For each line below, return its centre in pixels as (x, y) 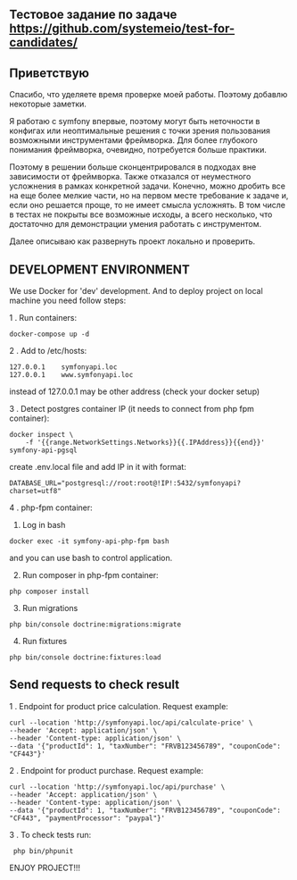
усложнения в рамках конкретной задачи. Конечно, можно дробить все (147, 186)
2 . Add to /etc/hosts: (48, 351)
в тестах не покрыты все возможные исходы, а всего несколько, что (141, 214)
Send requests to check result (95, 685)
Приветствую (49, 73)
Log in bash (44, 525)
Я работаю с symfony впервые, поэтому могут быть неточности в (135, 122)
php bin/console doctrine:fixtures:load (86, 658)
